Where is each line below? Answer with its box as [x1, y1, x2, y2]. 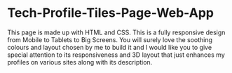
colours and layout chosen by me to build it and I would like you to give [7, 43, 212, 51]
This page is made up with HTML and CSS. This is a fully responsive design [7, 28, 226, 36]
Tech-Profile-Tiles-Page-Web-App [7, 5, 214, 21]
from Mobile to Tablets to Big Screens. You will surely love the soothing [7, 35, 212, 44]
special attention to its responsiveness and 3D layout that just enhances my [7, 51, 226, 59]
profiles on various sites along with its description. [7, 58, 153, 66]
